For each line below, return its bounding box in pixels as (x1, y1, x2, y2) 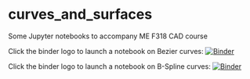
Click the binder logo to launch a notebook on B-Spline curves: (8, 61, 212, 71)
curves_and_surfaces (8, 5, 153, 23)
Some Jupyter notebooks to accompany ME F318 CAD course (8, 31, 208, 41)
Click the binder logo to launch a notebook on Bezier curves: (8, 46, 204, 56)
